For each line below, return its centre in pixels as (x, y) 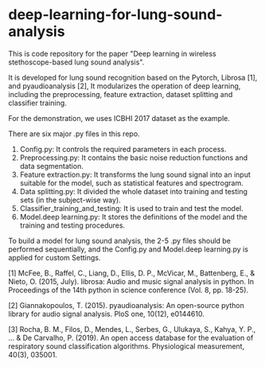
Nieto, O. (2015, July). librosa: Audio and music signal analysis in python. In (131, 281)
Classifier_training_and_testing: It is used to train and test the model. (132, 208)
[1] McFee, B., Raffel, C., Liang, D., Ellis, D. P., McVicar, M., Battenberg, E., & (132, 273)
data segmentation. (51, 166)
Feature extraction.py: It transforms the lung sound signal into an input (135, 174)
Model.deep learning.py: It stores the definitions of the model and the (134, 217)
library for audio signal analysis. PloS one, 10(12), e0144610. (106, 314)
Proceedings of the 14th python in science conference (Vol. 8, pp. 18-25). (129, 290)
